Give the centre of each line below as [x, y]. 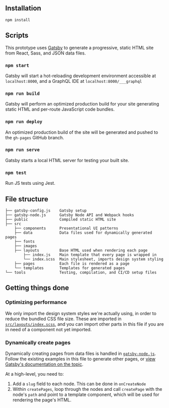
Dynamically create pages [38, 342]
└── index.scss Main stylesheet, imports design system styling [94, 259]
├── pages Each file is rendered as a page [72, 264]
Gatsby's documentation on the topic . [44, 364]
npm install [18, 20]
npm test [16, 173]
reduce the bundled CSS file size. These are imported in [64, 319]
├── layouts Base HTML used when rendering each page [81, 250]
